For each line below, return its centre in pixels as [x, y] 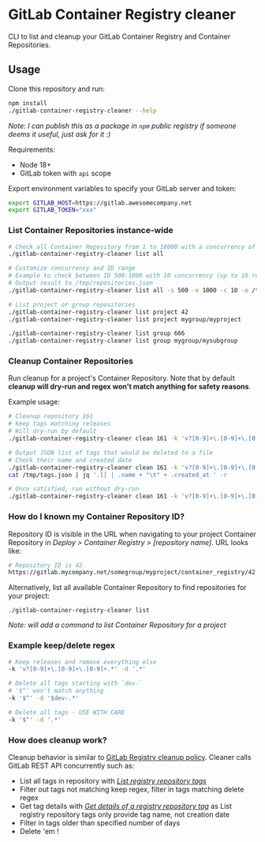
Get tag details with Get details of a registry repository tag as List [126, 806]
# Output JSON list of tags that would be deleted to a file [111, 453]
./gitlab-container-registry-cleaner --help [82, 111]
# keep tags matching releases [60, 424]
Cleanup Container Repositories [71, 361]
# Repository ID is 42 [45, 565]
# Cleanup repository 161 [50, 416]
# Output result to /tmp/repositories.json [81, 283]
